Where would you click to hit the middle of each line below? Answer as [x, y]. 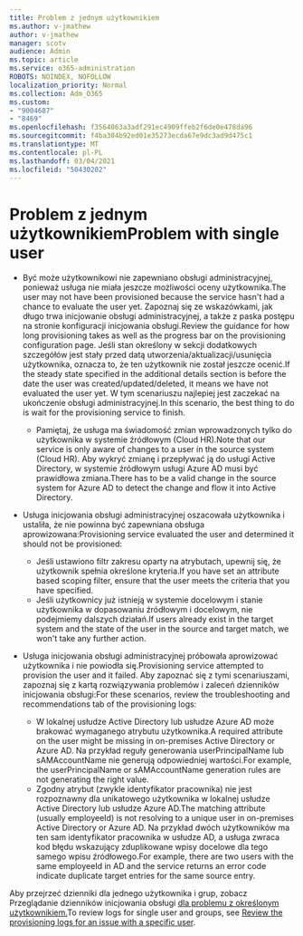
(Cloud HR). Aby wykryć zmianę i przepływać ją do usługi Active [156, 459]
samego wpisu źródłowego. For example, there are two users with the [165, 856]
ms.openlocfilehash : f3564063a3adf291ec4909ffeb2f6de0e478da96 [131, 128]
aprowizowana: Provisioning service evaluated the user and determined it [158, 535]
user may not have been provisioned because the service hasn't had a [153, 297]
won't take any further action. [91, 639]
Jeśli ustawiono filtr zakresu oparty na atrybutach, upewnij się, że [159, 562]
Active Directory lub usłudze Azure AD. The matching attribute [151, 808]
